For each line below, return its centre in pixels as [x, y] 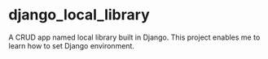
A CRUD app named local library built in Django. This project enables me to [134, 37]
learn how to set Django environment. [71, 45]
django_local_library [79, 15]
